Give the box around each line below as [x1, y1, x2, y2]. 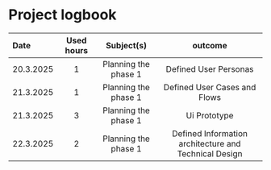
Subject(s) [106, 39, 148, 51]
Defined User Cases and [163, 81, 256, 93]
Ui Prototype [186, 110, 234, 121]
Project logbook [8, 6, 117, 24]
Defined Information [172, 127, 248, 139]
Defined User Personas [165, 63, 254, 74]
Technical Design [177, 147, 243, 159]
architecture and [178, 138, 241, 149]
